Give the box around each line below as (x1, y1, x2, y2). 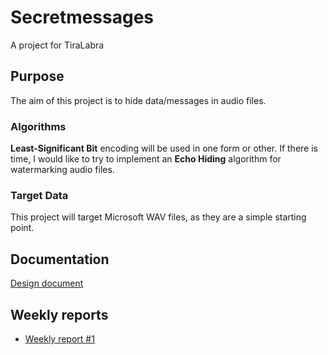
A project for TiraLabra (10, 39, 105, 51)
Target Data (10, 188, 69, 202)
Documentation (10, 251, 110, 268)
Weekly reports (10, 306, 109, 323)
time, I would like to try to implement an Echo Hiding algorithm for (10, 153, 282, 165)
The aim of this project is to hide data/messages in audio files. (10, 94, 267, 106)
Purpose (10, 68, 65, 85)
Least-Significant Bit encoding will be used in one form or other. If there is (10, 142, 318, 155)
